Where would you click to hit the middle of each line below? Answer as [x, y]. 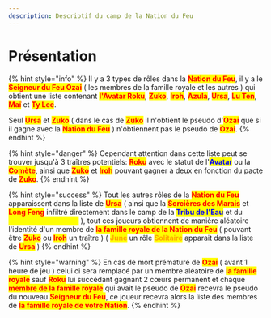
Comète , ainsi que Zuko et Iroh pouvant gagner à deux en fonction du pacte [136, 170]
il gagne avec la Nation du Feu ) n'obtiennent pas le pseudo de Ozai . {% [129, 129]
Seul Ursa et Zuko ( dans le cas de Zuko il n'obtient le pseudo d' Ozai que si [135, 120]
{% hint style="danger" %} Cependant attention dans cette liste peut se [128, 153]
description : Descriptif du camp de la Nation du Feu [101, 16]
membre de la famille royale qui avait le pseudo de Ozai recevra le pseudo [133, 288]
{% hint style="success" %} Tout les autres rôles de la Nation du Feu [124, 195]
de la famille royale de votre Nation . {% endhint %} [94, 305]
